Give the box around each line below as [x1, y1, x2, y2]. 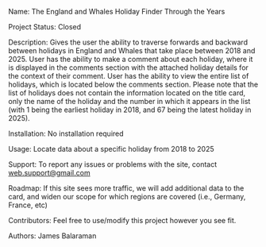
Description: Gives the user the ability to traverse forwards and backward [8, 37, 249, 47]
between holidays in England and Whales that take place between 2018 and [8, 46, 256, 55]
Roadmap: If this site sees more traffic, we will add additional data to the [8, 183, 245, 193]
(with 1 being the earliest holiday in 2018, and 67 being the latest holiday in [8, 105, 252, 114]
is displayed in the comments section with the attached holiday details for [8, 63, 249, 72]
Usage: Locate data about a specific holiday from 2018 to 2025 [8, 145, 214, 153]
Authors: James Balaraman [8, 231, 97, 241]
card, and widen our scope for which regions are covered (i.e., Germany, [8, 192, 246, 201]
